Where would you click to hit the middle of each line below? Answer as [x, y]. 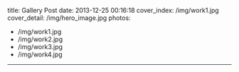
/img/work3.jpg [40, 47]
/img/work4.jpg [40, 54]
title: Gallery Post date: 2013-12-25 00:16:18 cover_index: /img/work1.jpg [113, 10]
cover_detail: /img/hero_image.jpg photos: [69, 18]
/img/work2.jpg [40, 39]
